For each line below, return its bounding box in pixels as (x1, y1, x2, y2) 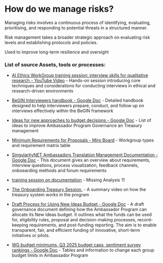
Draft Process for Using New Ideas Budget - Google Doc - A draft (11, 201, 144, 207)
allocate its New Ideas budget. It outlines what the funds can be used (11, 212, 152, 217)
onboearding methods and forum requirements (11, 167, 107, 173)
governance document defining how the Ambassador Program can (11, 207, 147, 213)
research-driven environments (11, 88, 74, 94)
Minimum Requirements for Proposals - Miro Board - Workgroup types (11, 137, 154, 143)
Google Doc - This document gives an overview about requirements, (11, 157, 151, 163)
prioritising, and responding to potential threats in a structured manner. (4, 24, 148, 30)
